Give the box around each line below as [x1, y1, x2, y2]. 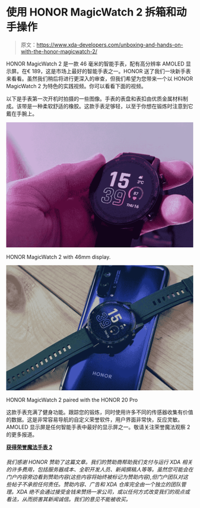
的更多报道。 [6, 431, 37, 438]
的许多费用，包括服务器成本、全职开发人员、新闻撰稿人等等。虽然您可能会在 [6, 466, 193, 473]
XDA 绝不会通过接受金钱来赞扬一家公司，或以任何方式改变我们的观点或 [16, 488, 190, 495]
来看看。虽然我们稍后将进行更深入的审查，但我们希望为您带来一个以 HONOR [6, 75, 193, 82]
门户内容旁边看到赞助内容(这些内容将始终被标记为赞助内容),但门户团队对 [6, 473, 183, 480]
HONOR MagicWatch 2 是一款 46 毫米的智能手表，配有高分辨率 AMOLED [6, 60, 185, 67]
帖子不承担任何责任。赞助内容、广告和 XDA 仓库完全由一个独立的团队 [11, 481, 181, 488]
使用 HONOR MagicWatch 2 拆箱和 [6, 5, 177, 19]
